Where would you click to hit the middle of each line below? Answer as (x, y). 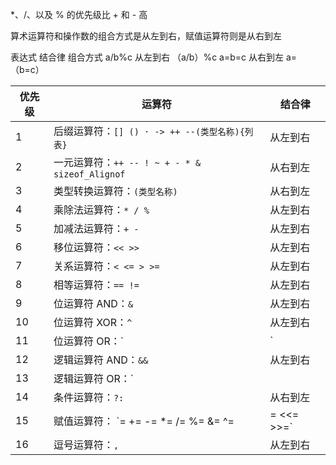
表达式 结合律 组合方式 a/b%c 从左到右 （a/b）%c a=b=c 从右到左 (147, 57)
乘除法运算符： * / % (101, 210)
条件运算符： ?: (89, 397)
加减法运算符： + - (96, 228)
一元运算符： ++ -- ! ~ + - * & (127, 162)
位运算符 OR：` (88, 341)
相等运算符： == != (96, 285)
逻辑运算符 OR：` (93, 378)
